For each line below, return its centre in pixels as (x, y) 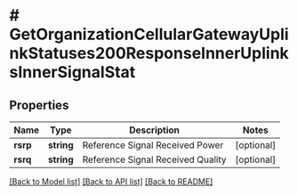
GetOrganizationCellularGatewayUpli (149, 34)
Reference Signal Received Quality (154, 159)
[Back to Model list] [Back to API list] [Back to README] (111, 182)
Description (154, 130)
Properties (39, 105)
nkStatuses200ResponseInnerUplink (149, 53)
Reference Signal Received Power (153, 145)
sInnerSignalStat (72, 73)
